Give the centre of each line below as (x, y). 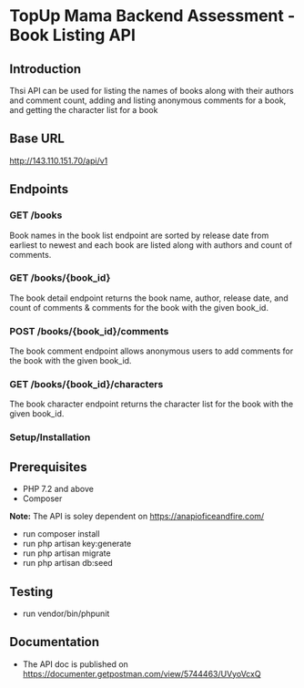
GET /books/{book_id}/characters (86, 385)
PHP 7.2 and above (58, 489)
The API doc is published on (76, 664)
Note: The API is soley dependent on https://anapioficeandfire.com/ (137, 517)
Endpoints (39, 189)
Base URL (37, 139)
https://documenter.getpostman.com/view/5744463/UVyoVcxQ (142, 673)
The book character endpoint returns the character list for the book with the (152, 404)
